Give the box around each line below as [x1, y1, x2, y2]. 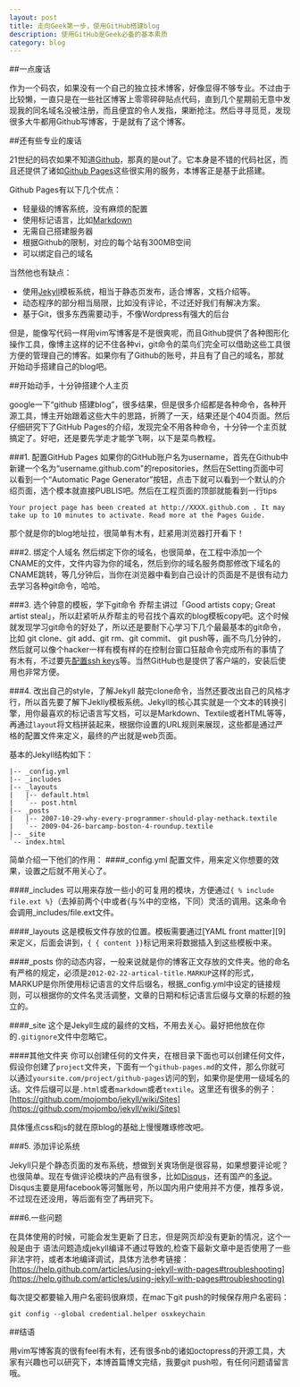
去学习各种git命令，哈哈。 [9, 581, 105, 591]
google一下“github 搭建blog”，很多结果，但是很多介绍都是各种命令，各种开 [9, 399, 287, 410]
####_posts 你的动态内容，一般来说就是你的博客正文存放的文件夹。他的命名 [9, 957, 290, 967]
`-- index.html [9, 838, 66, 847]
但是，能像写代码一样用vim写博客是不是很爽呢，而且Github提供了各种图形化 [9, 328, 290, 338]
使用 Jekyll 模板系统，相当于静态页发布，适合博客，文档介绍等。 [21, 286, 256, 297]
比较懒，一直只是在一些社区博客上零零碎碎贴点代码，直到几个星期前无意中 [9, 94, 283, 105]
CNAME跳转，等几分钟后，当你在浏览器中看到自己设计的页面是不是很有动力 [9, 569, 288, 580]
